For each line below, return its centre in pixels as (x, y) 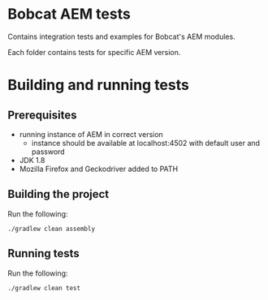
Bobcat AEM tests (69, 14)
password (48, 152)
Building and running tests (99, 85)
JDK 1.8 (32, 160)
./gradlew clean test (44, 288)
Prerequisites (42, 115)
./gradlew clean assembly (51, 229)
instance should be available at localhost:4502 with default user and (146, 143)
